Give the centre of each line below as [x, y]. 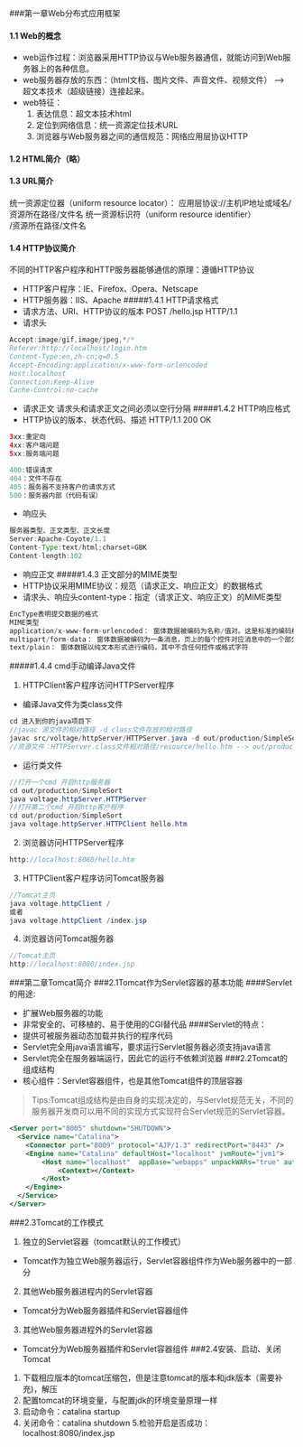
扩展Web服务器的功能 [63, 1013]
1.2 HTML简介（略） [47, 159]
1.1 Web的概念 [35, 35]
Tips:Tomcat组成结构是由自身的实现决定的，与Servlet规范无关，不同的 [162, 1100]
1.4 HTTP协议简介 [43, 247]
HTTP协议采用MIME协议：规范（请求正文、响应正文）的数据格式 [142, 585]
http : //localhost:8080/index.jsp [72, 965]
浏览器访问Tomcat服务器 [68, 938]
